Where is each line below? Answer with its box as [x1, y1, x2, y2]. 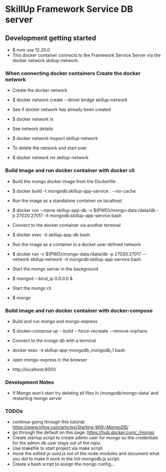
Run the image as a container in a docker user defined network [12, 241, 141, 247]
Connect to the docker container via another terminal [12, 222, 121, 228]
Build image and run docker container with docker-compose [5, 307, 153, 314]
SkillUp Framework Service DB [5, 3, 133, 15]
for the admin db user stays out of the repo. [12, 440, 102, 446]
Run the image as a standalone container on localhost [12, 198, 122, 203]
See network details [12, 126, 54, 132]
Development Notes [5, 379, 55, 386]
